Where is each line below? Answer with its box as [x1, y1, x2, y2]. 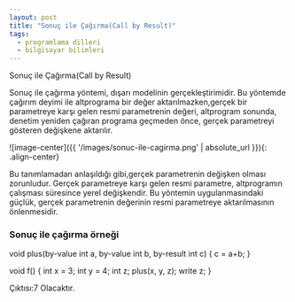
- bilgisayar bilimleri [17, 46, 105, 55]
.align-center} [9, 151, 60, 162]
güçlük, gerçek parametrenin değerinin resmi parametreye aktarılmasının [9, 197, 275, 208]
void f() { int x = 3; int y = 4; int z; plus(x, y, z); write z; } [9, 266, 212, 276]
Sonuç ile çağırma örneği [9, 228, 120, 241]
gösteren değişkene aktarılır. [9, 125, 113, 136]
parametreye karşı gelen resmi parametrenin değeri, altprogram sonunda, [9, 106, 277, 117]
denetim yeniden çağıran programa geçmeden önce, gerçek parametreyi [9, 116, 275, 127]
